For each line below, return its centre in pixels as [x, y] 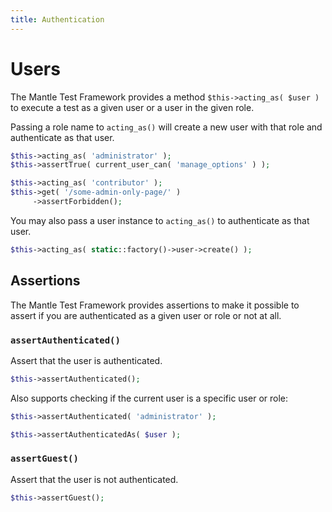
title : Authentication [57, 19]
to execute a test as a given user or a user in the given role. [132, 107]
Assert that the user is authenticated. [86, 360]
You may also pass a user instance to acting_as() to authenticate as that [160, 220]
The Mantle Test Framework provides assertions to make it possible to [155, 305]
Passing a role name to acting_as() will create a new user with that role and [166, 127]
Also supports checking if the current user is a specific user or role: [149, 398]
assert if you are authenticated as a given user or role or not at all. [146, 315]
